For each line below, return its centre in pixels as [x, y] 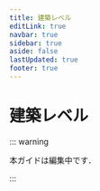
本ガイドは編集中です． [53, 160]
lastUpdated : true [44, 60]
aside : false [34, 52]
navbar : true [34, 34]
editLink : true [38, 26]
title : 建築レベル [41, 18]
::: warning [29, 141]
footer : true [34, 69]
